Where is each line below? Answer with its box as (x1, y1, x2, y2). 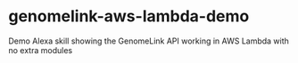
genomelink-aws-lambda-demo (8, 6, 250, 27)
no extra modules (8, 44, 73, 55)
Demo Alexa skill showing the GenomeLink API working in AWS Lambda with (8, 35, 289, 46)
